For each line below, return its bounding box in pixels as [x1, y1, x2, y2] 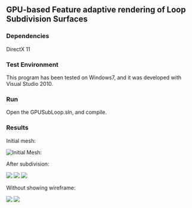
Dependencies [6, 32, 49, 41]
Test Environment [6, 60, 58, 69]
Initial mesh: [6, 137, 36, 144]
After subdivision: [6, 160, 49, 167]
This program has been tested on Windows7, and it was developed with [6, 74, 182, 81]
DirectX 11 [6, 45, 31, 52]
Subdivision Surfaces [6, 14, 88, 24]
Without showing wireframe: [6, 184, 76, 191]
